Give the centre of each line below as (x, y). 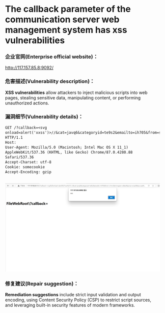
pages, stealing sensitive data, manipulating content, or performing (73, 97)
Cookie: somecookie (25, 167)
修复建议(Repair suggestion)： (42, 283)
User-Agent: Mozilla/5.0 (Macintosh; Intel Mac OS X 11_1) (67, 148)
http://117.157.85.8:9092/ (29, 68)
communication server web (62, 19)
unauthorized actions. (27, 103)
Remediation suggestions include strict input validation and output (73, 295)
